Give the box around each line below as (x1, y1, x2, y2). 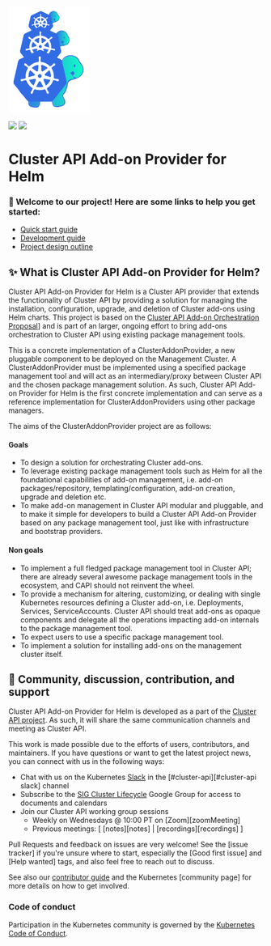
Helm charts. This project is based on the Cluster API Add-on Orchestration (8, 312, 260, 322)
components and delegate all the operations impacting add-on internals (19, 614, 260, 625)
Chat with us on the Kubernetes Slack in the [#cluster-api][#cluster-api (19, 772, 257, 783)
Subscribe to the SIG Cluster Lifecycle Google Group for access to (19, 790, 241, 800)
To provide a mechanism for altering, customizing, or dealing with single (19, 589, 261, 599)
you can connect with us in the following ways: (8, 757, 164, 766)
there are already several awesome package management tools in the (19, 571, 253, 581)
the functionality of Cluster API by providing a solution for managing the (8, 295, 248, 305)
